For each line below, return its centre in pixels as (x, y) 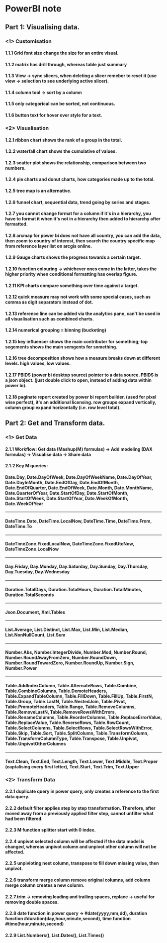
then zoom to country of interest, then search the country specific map (80, 241)
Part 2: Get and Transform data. (55, 423)
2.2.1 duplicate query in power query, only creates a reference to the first (82, 791)
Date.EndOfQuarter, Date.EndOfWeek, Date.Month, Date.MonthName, (79, 488)
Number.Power (21, 668)
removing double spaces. (32, 902)
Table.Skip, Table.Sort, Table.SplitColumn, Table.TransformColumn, (77, 733)
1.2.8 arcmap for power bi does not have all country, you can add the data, (83, 235)
